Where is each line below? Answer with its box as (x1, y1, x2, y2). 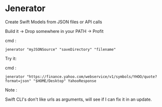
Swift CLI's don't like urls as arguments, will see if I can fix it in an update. (5, 96, 152, 102)
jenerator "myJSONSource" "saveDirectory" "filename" (5, 47, 116, 52)
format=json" (5, 78, 32, 83)
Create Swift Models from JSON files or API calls (5, 19, 103, 25)
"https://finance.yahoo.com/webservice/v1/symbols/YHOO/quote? (26, 74, 158, 79)
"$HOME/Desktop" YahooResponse (33, 78, 97, 83)
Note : (5, 87, 17, 92)
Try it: (5, 55, 17, 61)
